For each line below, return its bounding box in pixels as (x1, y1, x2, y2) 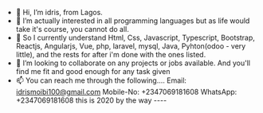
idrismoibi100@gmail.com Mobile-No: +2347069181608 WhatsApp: (15, 88, 237, 96)
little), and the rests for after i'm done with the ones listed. (15, 50, 206, 59)
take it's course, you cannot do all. (15, 25, 129, 33)
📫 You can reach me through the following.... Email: (15, 76, 187, 85)
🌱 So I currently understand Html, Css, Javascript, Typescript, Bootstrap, (15, 33, 255, 42)
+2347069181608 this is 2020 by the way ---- (15, 95, 167, 105)
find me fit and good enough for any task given (15, 67, 171, 76)
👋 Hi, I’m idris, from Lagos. (15, 8, 104, 17)
